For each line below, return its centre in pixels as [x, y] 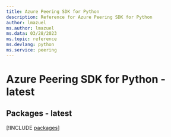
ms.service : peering [32, 50]
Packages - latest [39, 114]
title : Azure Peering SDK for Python [53, 12]
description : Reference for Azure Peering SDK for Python [79, 17]
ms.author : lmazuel [30, 28]
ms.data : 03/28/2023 [32, 34]
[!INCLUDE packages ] [33, 128]
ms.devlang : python [30, 45]
